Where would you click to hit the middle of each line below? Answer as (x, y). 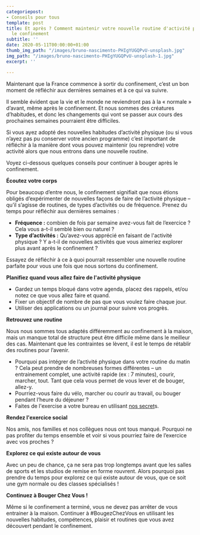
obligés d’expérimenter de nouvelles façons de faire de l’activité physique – (98, 198)
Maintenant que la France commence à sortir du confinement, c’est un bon (98, 83)
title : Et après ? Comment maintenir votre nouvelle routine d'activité (98, 28)
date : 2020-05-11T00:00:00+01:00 (48, 45)
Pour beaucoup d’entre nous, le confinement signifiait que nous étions (92, 192)
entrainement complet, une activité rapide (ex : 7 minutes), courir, (95, 374)
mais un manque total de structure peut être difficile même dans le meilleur (98, 337)
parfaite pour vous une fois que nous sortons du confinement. (82, 266)
